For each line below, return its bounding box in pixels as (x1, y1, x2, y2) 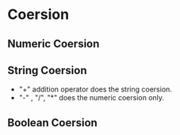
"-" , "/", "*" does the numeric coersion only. (18, 93, 164, 103)
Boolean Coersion (7, 116, 98, 129)
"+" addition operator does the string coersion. (18, 84, 172, 94)
